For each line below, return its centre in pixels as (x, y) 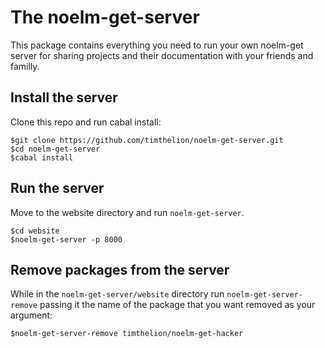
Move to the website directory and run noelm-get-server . (127, 212)
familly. (25, 66)
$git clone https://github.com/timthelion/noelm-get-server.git (147, 140)
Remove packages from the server (120, 269)
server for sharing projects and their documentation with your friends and (162, 55)
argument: (31, 315)
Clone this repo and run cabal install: (86, 122)
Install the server (64, 97)
